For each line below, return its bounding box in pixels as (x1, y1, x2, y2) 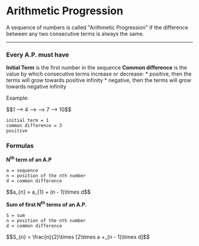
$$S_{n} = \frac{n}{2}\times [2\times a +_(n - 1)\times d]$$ (6, 233, 150, 240)
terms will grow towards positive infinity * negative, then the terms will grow (6, 77, 191, 84)
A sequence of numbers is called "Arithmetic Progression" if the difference (6, 24, 188, 31)
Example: (6, 94, 29, 102)
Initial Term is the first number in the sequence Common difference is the (6, 64, 188, 71)
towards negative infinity (6, 83, 67, 90)
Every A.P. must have (6, 51, 69, 59)
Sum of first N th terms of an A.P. (6, 200, 87, 208)
